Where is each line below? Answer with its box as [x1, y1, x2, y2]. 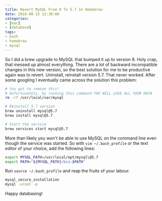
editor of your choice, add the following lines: [5, 145, 95, 151]
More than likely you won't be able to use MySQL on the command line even [5, 135, 157, 141]
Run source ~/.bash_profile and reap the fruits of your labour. [5, 168, 130, 174]
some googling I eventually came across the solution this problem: [5, 77, 137, 83]
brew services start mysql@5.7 [5, 126, 68, 131]
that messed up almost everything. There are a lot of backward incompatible [5, 62, 158, 67]
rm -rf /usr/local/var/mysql [5, 95, 64, 100]
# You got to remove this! [5, 86, 59, 91]
